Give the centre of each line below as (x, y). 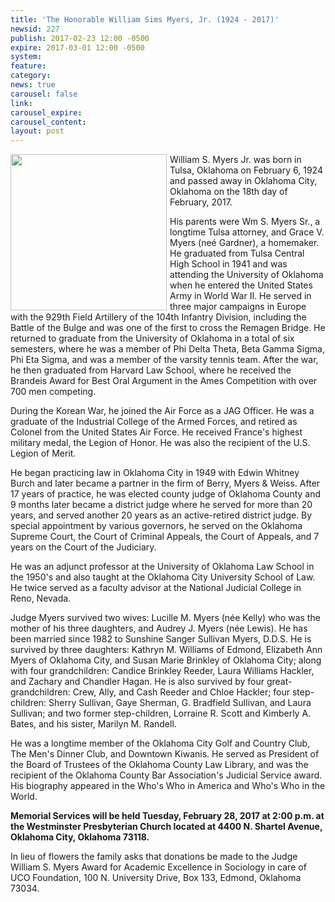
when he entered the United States (241, 285)
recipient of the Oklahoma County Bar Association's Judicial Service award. (166, 775)
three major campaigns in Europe (238, 307)
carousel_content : (48, 122)
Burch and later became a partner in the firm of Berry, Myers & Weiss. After (165, 483)
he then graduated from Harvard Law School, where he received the (151, 370)
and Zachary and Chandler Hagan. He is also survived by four (137, 682)
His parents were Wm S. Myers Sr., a (245, 222)
